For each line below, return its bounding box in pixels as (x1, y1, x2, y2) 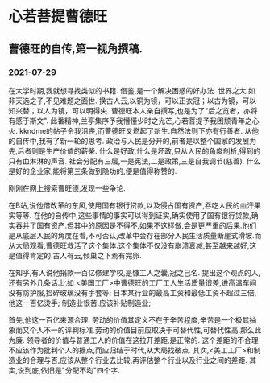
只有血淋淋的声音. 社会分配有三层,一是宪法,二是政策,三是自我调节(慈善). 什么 (8, 156, 261, 166)
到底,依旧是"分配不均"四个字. (24, 365, 121, 375)
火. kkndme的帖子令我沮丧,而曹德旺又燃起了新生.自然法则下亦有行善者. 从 (8, 126, 252, 135)
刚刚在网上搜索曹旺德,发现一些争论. (8, 183, 127, 193)
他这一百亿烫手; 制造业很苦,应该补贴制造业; (8, 298, 152, 307)
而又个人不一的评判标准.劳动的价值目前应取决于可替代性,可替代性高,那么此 (15, 325, 262, 335)
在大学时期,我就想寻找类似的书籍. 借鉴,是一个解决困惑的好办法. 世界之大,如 (8, 85, 256, 95)
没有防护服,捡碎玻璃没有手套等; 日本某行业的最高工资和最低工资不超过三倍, (8, 287, 257, 298)
